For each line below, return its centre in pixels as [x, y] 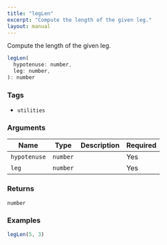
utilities [31, 110]
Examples [24, 220]
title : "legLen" [30, 13]
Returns [21, 189]
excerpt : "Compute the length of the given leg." [80, 20]
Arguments [26, 128]
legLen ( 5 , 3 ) [26, 235]
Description [100, 145]
